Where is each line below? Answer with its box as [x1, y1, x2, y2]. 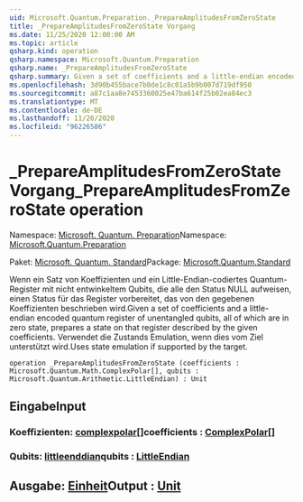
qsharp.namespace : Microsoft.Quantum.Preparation [9, 55, 200, 64]
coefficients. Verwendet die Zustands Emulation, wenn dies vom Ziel [9, 331, 264, 342]
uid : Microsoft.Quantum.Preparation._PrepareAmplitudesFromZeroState [9, 13, 277, 23]
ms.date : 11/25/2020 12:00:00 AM [9, 30, 135, 39]
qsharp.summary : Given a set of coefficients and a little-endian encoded [9, 72, 297, 81]
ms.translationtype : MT [9, 97, 99, 107]
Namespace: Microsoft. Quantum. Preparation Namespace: [9, 229, 227, 240]
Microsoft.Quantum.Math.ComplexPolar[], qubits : [9, 367, 200, 376]
